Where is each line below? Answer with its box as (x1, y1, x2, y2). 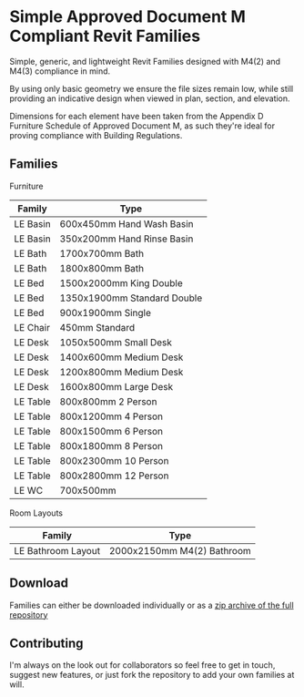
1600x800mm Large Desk (59, 380, 174, 393)
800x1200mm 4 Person (59, 410, 164, 423)
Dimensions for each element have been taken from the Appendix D (9, 110, 264, 121)
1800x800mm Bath (59, 261, 145, 274)
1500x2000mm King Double (59, 276, 184, 289)
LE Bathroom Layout (14, 544, 101, 557)
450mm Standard (59, 321, 135, 333)
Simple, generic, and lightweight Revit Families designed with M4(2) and (9, 56, 280, 67)
